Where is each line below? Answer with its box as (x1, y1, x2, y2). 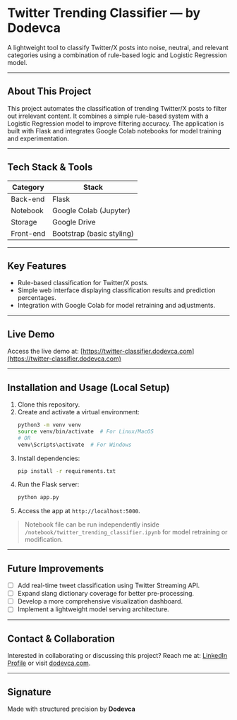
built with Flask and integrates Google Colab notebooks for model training (7, 126, 222, 135)
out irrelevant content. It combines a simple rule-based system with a (7, 112, 209, 120)
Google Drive (51, 217, 97, 227)
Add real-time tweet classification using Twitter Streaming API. (17, 581, 200, 590)
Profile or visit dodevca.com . (7, 659, 91, 668)
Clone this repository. (17, 400, 80, 409)
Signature (7, 686, 51, 698)
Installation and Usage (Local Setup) (7, 381, 171, 393)
